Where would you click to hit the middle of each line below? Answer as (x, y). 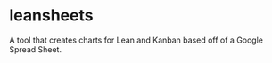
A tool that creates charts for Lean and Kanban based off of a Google (136, 40)
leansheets (51, 16)
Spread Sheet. (36, 49)
